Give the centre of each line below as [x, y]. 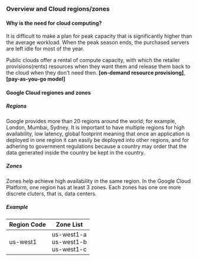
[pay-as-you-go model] [36, 79]
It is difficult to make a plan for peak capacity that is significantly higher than [99, 36]
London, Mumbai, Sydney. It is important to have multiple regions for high [95, 127]
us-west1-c [69, 249]
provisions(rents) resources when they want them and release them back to [98, 66]
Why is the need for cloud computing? [54, 23]
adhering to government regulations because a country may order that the [97, 146]
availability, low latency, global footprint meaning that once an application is [98, 133]
